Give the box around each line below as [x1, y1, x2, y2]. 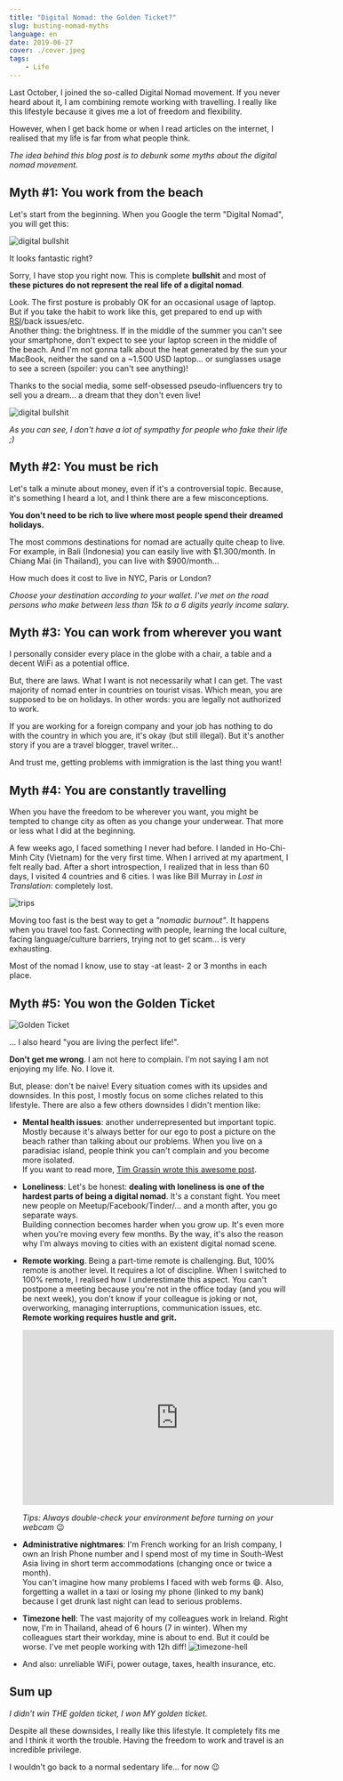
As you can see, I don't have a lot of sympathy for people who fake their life [9, 424, 288, 434]
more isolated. [21, 1154, 76, 1165]
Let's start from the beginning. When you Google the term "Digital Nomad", [9, 208, 284, 219]
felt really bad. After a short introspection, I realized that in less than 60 [9, 862, 269, 872]
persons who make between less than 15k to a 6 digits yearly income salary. [9, 599, 290, 610]
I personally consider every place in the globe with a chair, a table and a [9, 649, 273, 660]
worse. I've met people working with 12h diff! [21, 1641, 187, 1652]
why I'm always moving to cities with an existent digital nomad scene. [21, 1238, 277, 1249]
